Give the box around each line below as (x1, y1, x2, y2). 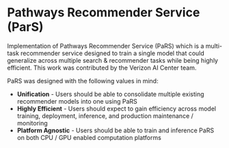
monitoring (16, 119, 48, 127)
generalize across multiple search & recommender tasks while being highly (7, 56, 219, 64)
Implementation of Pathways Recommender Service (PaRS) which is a (7, 42, 204, 50)
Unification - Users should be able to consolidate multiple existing (16, 90, 204, 98)
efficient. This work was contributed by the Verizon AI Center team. (7, 63, 197, 72)
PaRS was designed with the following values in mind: (7, 76, 159, 85)
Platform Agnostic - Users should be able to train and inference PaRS (16, 126, 214, 134)
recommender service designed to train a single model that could (20, 49, 205, 57)
